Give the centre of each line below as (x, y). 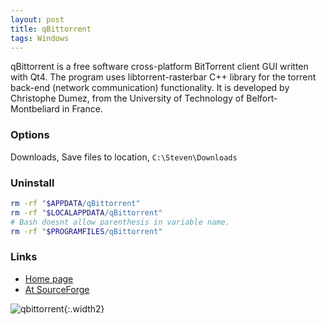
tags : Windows (40, 38)
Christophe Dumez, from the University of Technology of (127, 98)
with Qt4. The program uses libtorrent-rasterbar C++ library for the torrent (163, 77)
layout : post (37, 19)
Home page (49, 278)
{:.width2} (84, 308)
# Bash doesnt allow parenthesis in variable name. (120, 222)
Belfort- (262, 98)
